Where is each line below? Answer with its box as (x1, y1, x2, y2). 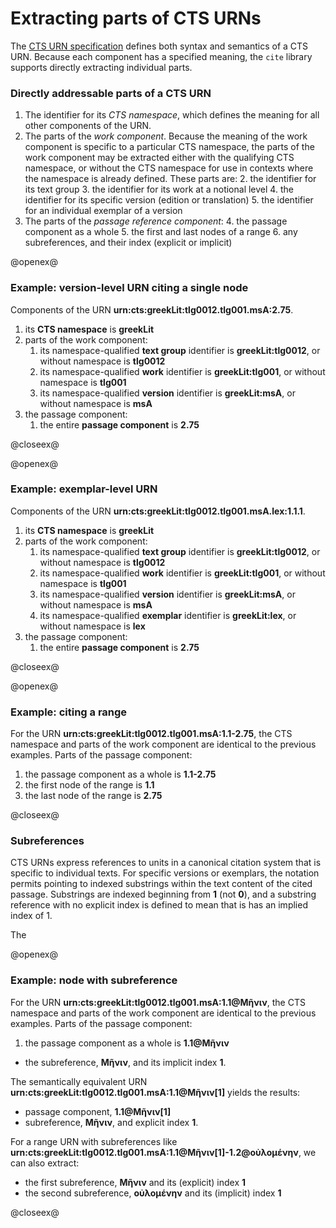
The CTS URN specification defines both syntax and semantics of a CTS (10, 40, 309, 52)
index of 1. (10, 910, 53, 922)
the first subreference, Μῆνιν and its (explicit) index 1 (24, 1176, 247, 1188)
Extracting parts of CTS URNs (10, 7, 262, 30)
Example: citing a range (10, 705, 128, 719)
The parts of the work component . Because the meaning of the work (24, 130, 308, 142)
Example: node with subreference (10, 973, 178, 987)
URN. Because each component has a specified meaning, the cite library (10, 50, 313, 62)
